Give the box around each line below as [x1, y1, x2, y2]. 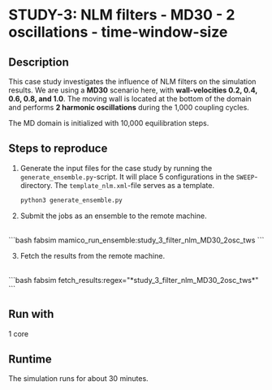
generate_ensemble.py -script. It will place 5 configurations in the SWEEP [19, 172, 255, 182]
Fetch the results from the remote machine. [19, 251, 165, 260]
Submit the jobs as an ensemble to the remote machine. [19, 211, 207, 221]
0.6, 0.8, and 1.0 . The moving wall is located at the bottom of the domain [8, 94, 252, 103]
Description [8, 55, 69, 69]
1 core [8, 328, 29, 338]
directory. [19, 180, 53, 190]
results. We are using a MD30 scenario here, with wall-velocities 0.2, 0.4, [8, 85, 258, 95]
